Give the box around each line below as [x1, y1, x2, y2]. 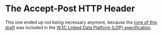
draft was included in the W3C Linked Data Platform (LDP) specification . [5, 24, 152, 30]
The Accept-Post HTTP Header [5, 3, 135, 14]
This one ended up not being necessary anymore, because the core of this [5, 19, 157, 25]
